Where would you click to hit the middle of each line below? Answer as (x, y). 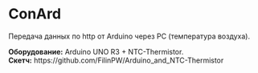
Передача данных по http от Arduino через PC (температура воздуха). (129, 36)
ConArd (35, 14)
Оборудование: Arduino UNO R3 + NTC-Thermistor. (96, 51)
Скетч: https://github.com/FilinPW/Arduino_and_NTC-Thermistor (116, 60)
